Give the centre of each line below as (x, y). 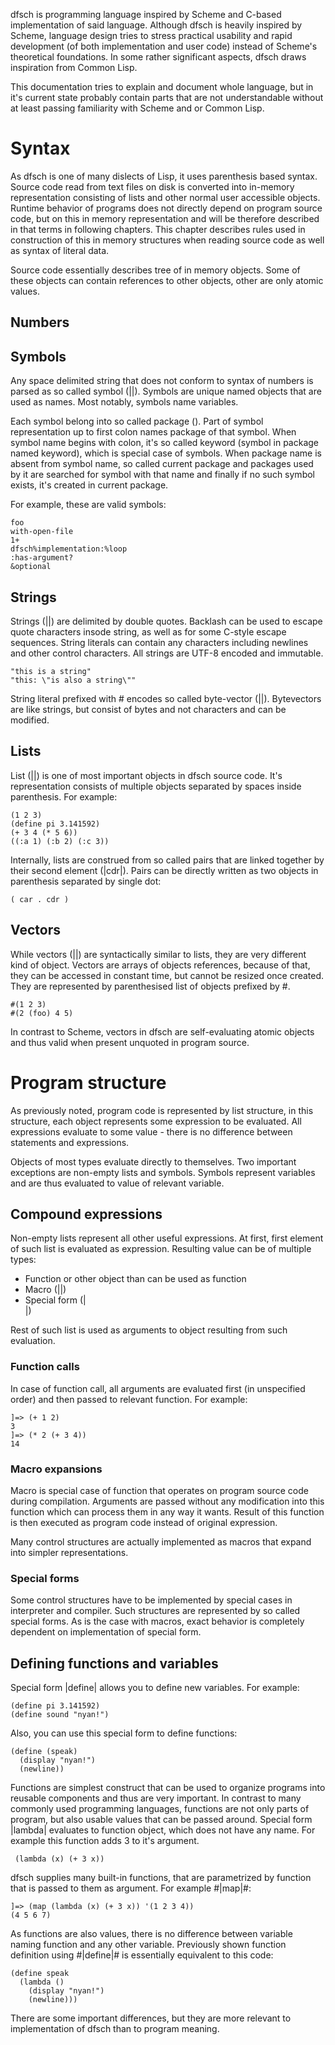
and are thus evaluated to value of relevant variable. (117, 1183)
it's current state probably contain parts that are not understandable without (167, 97)
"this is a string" (51, 671)
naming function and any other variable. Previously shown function (148, 1945)
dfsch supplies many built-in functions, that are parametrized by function (161, 1878)
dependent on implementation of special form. (106, 1632)
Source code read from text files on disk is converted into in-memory (152, 186)
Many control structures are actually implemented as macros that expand (161, 1541)
